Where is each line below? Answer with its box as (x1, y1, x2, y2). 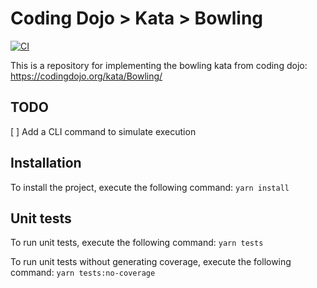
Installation (10, 155, 82, 172)
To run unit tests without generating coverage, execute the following (10, 256, 292, 268)
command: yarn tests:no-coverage (10, 267, 156, 279)
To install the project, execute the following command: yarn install (10, 181, 290, 193)
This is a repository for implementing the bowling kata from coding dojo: (10, 59, 308, 71)
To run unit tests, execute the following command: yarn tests (10, 237, 264, 249)
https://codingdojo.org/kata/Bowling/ (10, 70, 163, 82)
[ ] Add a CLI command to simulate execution (10, 125, 197, 137)
